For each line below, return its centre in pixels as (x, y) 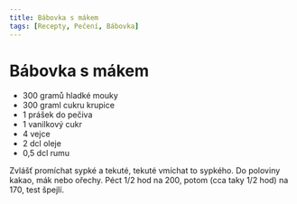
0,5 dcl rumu (46, 153)
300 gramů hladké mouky (70, 96)
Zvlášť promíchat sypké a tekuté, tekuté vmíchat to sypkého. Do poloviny (145, 171)
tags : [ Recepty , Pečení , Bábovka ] (74, 26)
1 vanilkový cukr (52, 125)
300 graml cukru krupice (69, 106)
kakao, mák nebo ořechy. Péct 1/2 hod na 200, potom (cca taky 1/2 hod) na (149, 181)
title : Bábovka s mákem (54, 18)
